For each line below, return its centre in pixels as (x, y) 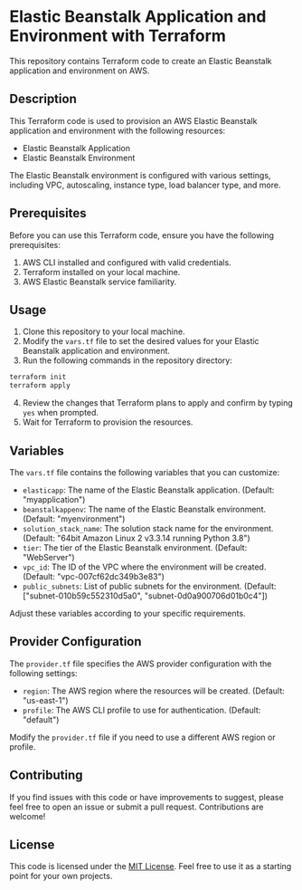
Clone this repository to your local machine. (104, 331)
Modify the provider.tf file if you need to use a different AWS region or (142, 737)
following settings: (44, 673)
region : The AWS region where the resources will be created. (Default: (153, 691)
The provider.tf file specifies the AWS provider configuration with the (141, 664)
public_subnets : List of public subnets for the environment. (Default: (149, 586)
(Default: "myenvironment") (74, 519)
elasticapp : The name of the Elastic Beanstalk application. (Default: (148, 490)
